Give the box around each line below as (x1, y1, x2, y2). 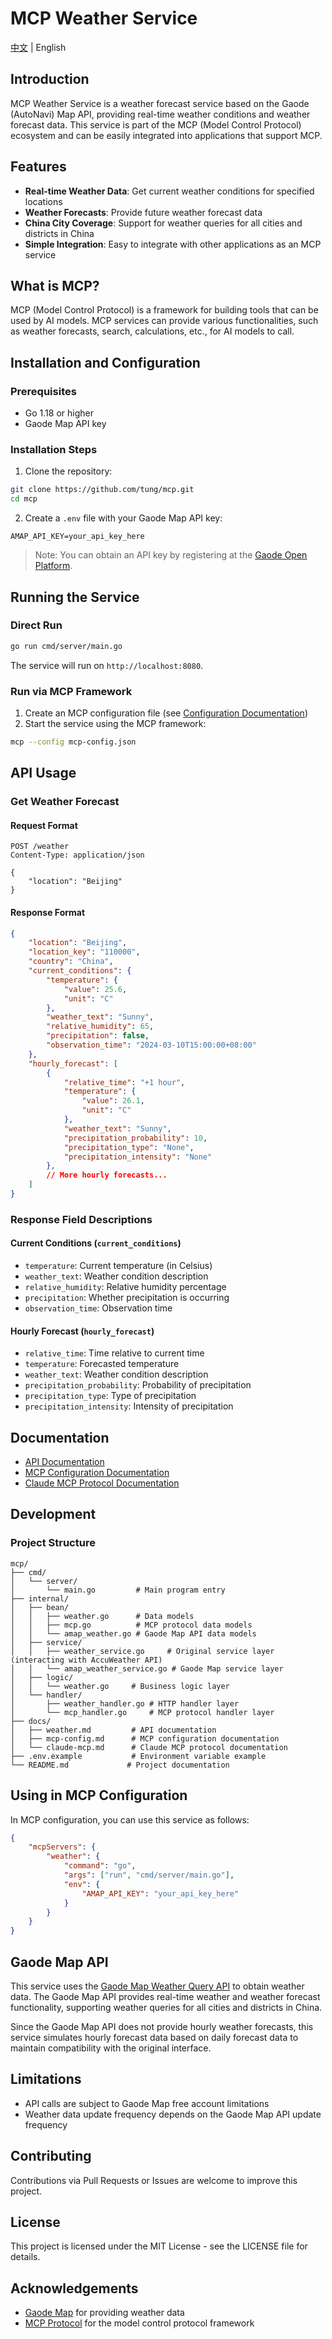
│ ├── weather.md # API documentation (10, 1725, 217, 1735)
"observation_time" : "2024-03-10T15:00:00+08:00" (46, 1040, 257, 1051)
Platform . (34, 560, 73, 572)
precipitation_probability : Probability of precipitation (24, 1379, 252, 1391)
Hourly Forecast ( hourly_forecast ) (10, 1325, 155, 1337)
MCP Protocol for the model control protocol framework (24, 2317, 255, 2329)
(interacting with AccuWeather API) (10, 1655, 163, 1665)
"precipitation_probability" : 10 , (63, 1133, 208, 1143)
